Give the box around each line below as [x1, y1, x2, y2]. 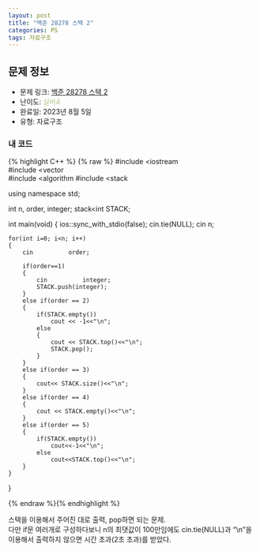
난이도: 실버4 [19, 97, 61, 107]
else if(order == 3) [22, 366, 90, 374]
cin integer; [36, 276, 111, 284]
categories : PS [8, 26, 58, 34]
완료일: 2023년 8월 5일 [19, 107, 92, 117]
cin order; [22, 249, 90, 257]
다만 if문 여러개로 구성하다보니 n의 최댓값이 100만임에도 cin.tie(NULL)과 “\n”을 [8, 525, 253, 534]
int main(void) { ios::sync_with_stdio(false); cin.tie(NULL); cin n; [8, 219, 215, 229]
